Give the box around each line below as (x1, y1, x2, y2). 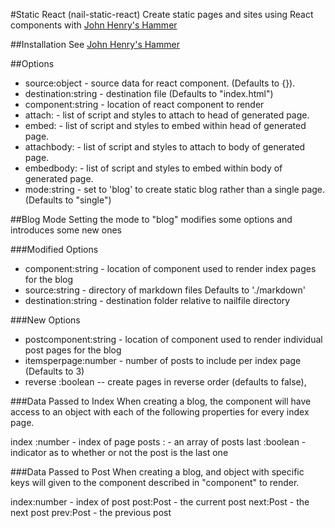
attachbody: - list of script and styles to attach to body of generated (24, 141, 306, 153)
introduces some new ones (10, 224, 122, 236)
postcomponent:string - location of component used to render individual (24, 334, 323, 345)
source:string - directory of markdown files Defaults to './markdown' (24, 284, 306, 296)
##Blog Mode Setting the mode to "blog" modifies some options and (10, 214, 293, 225)
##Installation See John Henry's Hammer (10, 39, 180, 50)
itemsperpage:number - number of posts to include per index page (24, 355, 302, 366)
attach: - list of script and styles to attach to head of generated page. (24, 109, 310, 121)
